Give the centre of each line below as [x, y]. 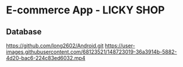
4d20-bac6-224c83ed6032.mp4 [46, 58]
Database [24, 32]
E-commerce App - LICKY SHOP [85, 10]
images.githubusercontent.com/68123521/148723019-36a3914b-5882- [91, 52]
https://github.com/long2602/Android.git [55, 45]
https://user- [120, 45]
